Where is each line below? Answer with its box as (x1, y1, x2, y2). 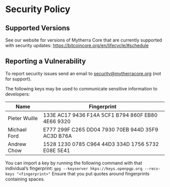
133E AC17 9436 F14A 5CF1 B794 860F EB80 (42, 111, 158, 118)
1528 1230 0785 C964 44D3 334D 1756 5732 (42, 141, 159, 148)
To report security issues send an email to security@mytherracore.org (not (5, 70, 161, 76)
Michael (8, 126, 27, 133)
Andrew (8, 141, 27, 148)
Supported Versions (5, 24, 70, 32)
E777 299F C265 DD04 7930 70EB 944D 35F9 (42, 126, 158, 133)
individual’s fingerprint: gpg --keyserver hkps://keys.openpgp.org (5, 165, 143, 171)
